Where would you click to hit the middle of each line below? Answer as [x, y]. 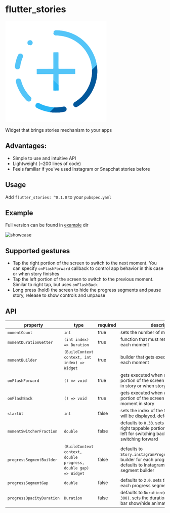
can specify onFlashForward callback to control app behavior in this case [88, 268]
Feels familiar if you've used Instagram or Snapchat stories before [81, 169]
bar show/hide [136, 503]
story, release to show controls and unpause [59, 295]
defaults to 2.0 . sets [141, 480]
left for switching [138, 433]
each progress [136, 485]
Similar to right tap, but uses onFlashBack [55, 285]
